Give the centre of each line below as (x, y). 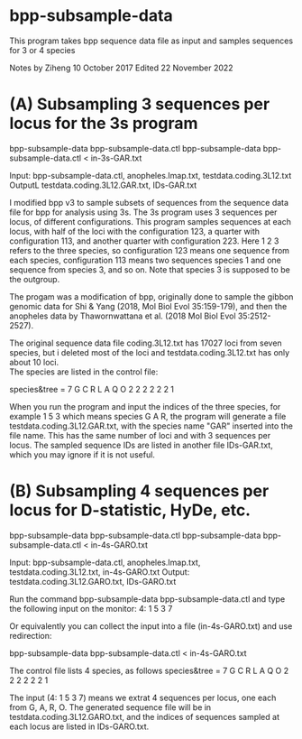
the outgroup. (35, 279)
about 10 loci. (34, 362)
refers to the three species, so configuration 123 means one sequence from (150, 250)
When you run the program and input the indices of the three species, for (145, 406)
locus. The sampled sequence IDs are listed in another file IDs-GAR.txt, (141, 445)
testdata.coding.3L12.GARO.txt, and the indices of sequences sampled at (144, 716)
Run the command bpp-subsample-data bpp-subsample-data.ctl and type (147, 599)
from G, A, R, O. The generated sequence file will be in (110, 707)
